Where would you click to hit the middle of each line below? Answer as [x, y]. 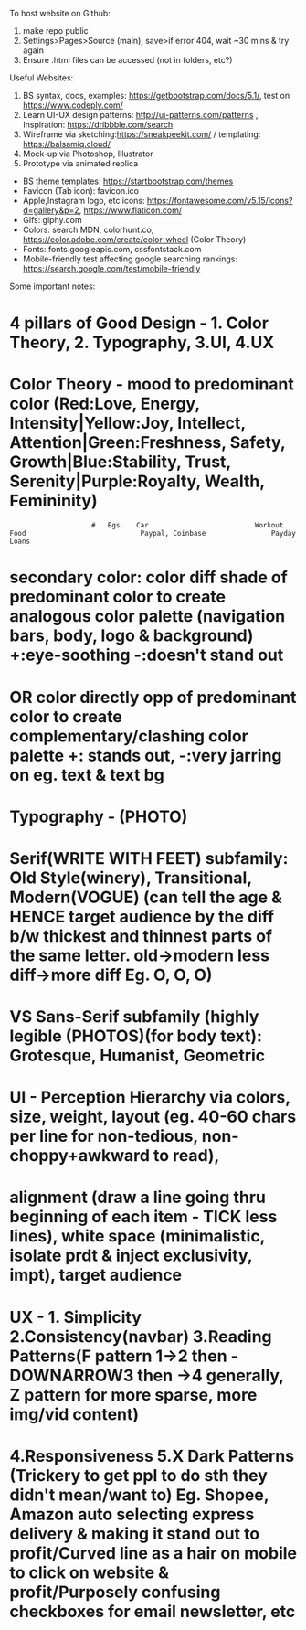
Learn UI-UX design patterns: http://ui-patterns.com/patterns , [140, 115]
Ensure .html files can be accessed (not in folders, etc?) [127, 60]
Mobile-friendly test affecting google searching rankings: [130, 259]
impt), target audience [96, 1275]
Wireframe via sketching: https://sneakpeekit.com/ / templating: [142, 134]
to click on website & [90, 1572]
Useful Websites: [42, 78]
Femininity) [53, 501]
